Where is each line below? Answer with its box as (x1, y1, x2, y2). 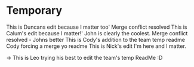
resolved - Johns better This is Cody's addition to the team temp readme (6, 36, 185, 43)
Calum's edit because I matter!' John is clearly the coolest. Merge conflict (6, 29, 188, 36)
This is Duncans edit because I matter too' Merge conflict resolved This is (6, 23, 187, 31)
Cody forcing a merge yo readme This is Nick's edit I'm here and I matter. (6, 42, 186, 50)
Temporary (6, 4, 63, 17)
